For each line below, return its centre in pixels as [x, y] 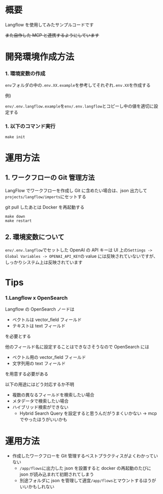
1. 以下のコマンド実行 [30, 126]
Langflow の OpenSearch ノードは [40, 309]
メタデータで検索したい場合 [40, 401]
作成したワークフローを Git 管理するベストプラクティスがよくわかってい [85, 456]
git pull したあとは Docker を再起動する [45, 207]
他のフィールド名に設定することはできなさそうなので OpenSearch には [77, 347]
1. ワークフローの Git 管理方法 [50, 178]
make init [15, 137]
